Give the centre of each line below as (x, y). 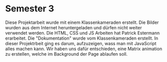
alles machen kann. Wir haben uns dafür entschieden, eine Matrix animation (84, 49)
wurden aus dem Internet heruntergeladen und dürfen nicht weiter (73, 27)
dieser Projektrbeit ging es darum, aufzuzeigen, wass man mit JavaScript (81, 43)
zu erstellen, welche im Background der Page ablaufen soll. (66, 54)
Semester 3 (30, 9)
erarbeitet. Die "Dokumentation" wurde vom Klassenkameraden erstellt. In (82, 38)
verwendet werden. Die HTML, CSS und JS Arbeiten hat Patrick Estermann (82, 33)
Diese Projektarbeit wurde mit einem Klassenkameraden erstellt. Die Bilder (82, 22)
